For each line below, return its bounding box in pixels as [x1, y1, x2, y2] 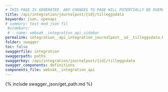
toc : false [5, 44, 28, 49]
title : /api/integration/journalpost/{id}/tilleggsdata [5, 12, 124, 17]
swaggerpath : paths [5, 53, 46, 59]
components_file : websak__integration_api [5, 68, 95, 73]
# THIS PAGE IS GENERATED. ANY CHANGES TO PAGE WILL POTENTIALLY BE [5, 7, 151, 12]
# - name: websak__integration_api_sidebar [7, 30, 99, 35]
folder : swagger [5, 40, 39, 45]
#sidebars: [7, 26, 30, 31]
